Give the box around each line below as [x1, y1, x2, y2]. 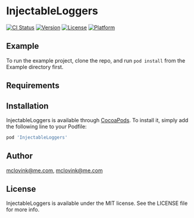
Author [6, 151, 33, 161]
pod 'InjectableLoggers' [6, 134, 68, 141]
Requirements [6, 80, 60, 91]
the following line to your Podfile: [6, 123, 87, 130]
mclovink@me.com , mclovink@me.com [6, 167, 103, 174]
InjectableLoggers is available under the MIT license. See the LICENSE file [6, 200, 188, 207]
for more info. [6, 206, 40, 213]
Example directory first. [6, 63, 64, 70]
